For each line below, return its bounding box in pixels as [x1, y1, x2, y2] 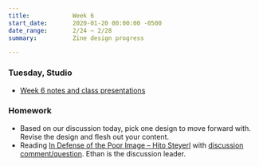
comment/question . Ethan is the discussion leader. [19, 148, 186, 158]
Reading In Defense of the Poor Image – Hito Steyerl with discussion [19, 140, 244, 150]
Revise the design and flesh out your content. [19, 132, 170, 141]
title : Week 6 [8, 11, 94, 20]
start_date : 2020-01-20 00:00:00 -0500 [8, 19, 162, 27]
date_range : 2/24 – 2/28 [8, 26, 112, 34]
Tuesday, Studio [8, 67, 73, 78]
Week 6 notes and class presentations [19, 85, 146, 95]
